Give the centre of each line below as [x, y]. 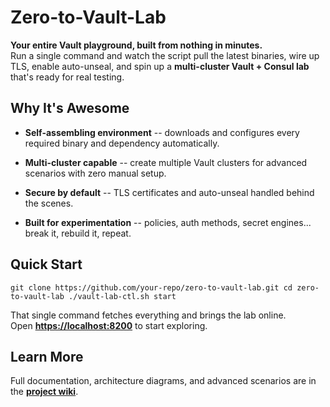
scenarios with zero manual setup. [95, 173]
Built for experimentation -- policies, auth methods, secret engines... [168, 222]
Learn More [47, 356]
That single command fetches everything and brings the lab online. [148, 315]
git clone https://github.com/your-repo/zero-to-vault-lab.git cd [151, 287]
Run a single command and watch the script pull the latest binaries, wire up [165, 55]
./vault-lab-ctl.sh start [122, 296]
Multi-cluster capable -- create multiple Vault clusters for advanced [166, 162]
